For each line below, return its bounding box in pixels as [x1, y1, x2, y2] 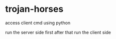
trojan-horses [5, 3, 64, 15]
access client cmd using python [5, 20, 71, 26]
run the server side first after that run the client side [5, 29, 111, 35]
